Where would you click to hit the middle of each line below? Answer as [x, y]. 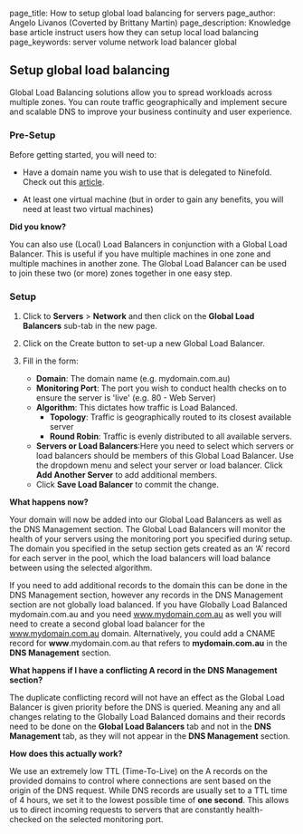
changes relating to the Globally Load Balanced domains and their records [147, 717]
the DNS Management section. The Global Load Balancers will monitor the [147, 529]
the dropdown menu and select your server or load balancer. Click [159, 465]
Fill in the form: [50, 361]
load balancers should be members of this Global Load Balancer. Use [165, 456]
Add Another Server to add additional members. [127, 475]
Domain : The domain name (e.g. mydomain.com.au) [133, 379]
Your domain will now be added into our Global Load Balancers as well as [146, 519]
